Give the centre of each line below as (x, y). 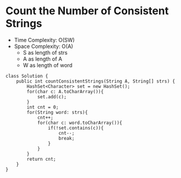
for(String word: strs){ (57, 112)
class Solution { (27, 76)
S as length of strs (45, 52)
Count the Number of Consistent (87, 11)
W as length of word (48, 65)
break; (67, 138)
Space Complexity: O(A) (43, 46)
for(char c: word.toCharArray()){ (80, 123)
